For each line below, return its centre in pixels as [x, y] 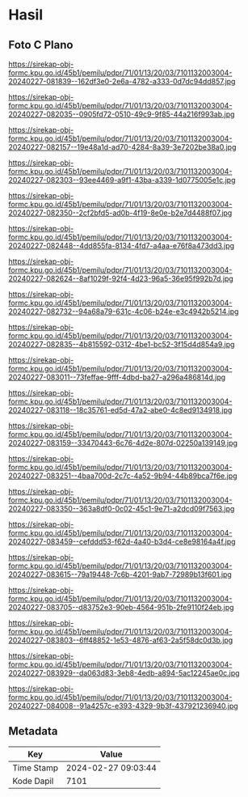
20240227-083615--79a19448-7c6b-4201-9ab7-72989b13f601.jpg [120, 574]
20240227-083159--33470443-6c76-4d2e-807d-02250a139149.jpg [123, 443]
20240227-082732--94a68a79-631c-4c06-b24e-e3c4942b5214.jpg [124, 312]
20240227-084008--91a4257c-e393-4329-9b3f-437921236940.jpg [123, 706]
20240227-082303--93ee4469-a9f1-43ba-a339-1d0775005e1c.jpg [122, 180]
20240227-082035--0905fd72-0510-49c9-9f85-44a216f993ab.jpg [122, 114]
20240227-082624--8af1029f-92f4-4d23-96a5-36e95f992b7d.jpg [121, 278]
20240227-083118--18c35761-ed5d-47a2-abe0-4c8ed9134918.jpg [120, 410]
